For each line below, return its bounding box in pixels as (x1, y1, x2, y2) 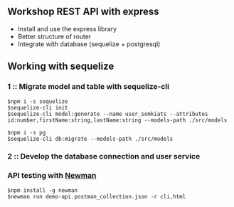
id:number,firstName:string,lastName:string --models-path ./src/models (7, 117, 228, 124)
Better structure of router (17, 32, 92, 41)
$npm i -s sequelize (7, 97, 69, 105)
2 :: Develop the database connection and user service (7, 152, 201, 161)
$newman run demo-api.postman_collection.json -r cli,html (7, 193, 186, 200)
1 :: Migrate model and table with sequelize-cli (7, 82, 169, 92)
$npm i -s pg (7, 129, 46, 136)
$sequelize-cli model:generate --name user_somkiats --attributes (7, 110, 208, 117)
